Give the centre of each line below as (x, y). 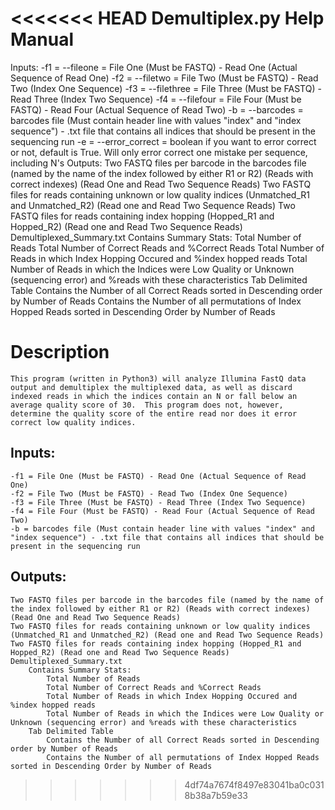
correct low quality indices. (73, 422)
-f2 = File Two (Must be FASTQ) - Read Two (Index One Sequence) (149, 493)
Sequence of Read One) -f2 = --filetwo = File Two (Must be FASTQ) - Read (164, 78)
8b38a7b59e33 (216, 795)
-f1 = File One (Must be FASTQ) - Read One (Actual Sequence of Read (158, 476)
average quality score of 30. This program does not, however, (147, 405)
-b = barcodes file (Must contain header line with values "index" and (162, 528)
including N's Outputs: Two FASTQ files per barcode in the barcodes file (158, 163)
